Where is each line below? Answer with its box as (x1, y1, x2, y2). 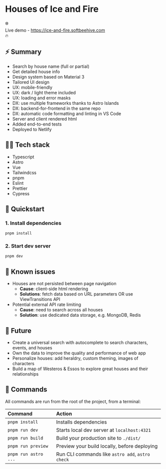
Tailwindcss (12, 170, 37, 175)
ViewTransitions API (19, 297, 61, 302)
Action (56, 410, 73, 417)
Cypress (12, 190, 30, 196)
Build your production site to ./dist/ (56, 434, 141, 441)
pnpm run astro (7, 451, 43, 457)
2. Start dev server (5, 243, 51, 250)
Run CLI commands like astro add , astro (56, 451, 150, 458)
